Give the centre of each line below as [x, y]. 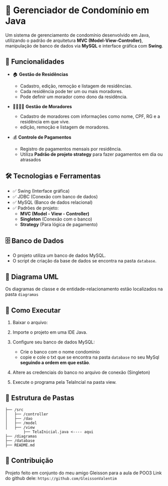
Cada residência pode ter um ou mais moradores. [71, 91]
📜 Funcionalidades [35, 62]
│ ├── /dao [19, 418]
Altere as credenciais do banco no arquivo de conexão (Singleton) [81, 372]
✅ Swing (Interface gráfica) [41, 191]
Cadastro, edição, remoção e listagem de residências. [76, 86]
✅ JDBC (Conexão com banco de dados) [55, 196]
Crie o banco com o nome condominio [60, 352]
